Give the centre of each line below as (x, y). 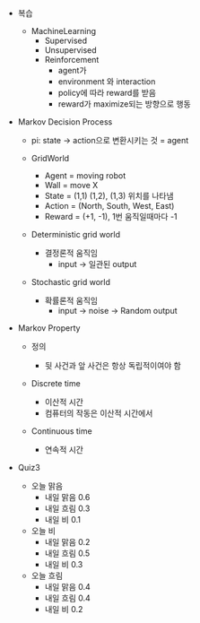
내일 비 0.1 (62, 519)
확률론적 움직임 (71, 300)
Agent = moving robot (85, 176)
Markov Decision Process (65, 122)
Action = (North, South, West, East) (109, 206)
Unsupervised (70, 50)
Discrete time (56, 383)
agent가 (72, 70)
